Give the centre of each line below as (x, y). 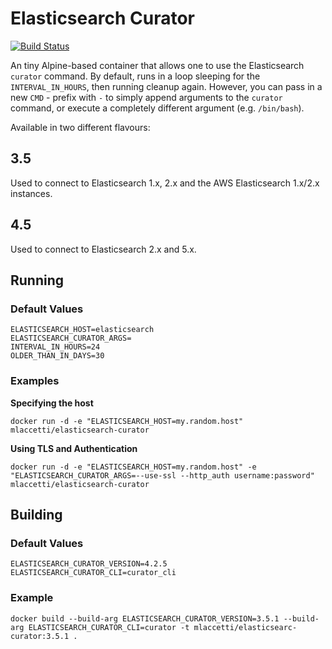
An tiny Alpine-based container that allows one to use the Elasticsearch (157, 65)
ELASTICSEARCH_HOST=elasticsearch (82, 330)
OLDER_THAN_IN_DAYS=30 (57, 356)
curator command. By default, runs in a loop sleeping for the (135, 76)
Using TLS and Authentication (74, 448)
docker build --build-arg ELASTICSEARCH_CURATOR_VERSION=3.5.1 (145, 618)
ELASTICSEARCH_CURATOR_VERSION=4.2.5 (89, 564)
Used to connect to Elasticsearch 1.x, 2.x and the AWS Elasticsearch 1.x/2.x (165, 183)
